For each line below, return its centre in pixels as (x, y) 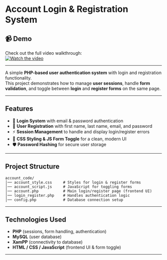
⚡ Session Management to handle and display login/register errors (81, 131)
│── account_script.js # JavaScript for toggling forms (69, 187)
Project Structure (32, 167)
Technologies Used (36, 220)
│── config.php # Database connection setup (64, 200)
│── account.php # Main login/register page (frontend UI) (79, 191)
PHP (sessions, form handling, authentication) (59, 232)
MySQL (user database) (37, 237)
